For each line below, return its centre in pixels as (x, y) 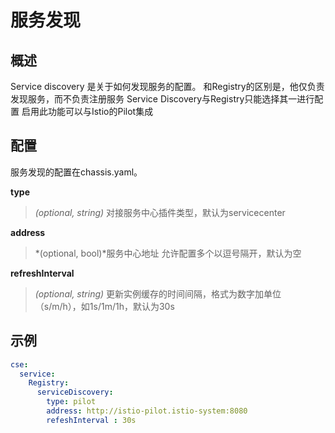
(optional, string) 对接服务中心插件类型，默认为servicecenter (160, 212)
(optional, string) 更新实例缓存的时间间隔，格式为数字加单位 (158, 293)
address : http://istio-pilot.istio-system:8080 (147, 411)
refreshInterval (42, 273)
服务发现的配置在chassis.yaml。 (76, 172)
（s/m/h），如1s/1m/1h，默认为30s (104, 306)
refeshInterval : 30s (91, 420)
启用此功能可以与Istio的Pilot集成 (87, 111)
